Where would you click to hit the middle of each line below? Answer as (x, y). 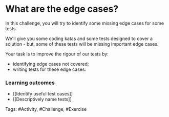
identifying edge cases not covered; (51, 64)
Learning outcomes (30, 83)
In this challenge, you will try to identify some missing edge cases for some (85, 23)
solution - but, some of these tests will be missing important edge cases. (82, 44)
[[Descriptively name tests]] (42, 99)
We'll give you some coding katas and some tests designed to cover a (79, 38)
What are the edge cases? (62, 9)
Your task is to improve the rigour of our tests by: (57, 54)
